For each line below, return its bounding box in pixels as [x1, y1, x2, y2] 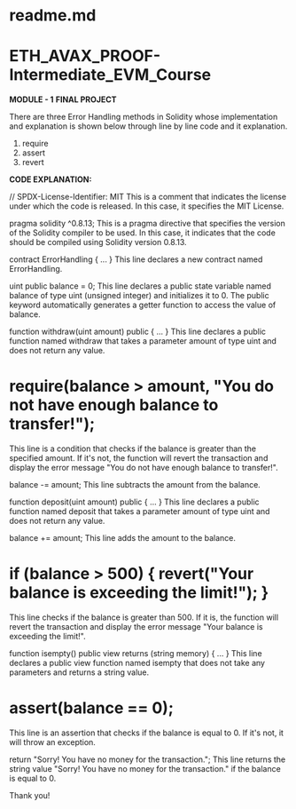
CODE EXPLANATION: [9, 174, 92, 185]
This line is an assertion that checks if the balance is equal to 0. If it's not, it [9, 727, 284, 738]
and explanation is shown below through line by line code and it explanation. [9, 121, 288, 131]
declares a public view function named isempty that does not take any [9, 658, 266, 668]
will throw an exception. [9, 736, 96, 747]
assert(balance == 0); [9, 698, 175, 718]
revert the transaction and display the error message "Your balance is [9, 622, 263, 631]
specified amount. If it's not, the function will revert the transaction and [9, 453, 269, 464]
